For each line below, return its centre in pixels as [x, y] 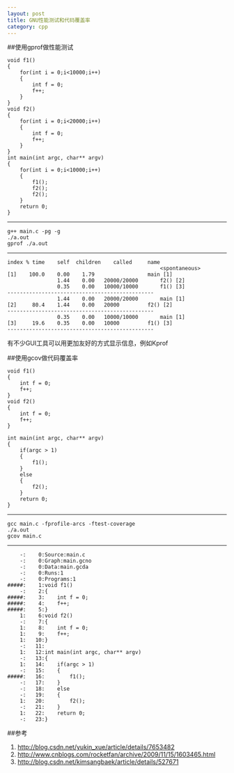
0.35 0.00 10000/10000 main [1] [121, 318]
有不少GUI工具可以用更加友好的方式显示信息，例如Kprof [88, 343]
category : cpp [28, 26]
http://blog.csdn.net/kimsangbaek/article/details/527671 [98, 762]
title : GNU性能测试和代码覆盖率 [49, 20]
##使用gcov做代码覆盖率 [43, 358]
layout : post [26, 14]
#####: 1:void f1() [40, 586]
